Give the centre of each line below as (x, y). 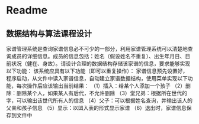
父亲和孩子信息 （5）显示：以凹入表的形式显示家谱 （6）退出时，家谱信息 (96, 108)
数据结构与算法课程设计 (49, 33)
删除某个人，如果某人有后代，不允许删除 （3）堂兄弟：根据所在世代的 (102, 93)
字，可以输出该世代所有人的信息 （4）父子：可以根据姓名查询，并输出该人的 (99, 100)
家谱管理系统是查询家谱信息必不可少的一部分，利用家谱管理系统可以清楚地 (97, 49)
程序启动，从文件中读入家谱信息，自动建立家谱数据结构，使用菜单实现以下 (97, 78)
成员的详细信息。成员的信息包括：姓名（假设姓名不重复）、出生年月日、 (98, 56)
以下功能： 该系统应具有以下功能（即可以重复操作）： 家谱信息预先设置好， (97, 71)
